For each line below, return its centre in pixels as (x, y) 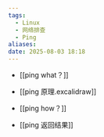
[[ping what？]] (44, 75)
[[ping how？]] (43, 108)
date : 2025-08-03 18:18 (47, 52)
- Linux (28, 23)
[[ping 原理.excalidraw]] (58, 92)
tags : (17, 15)
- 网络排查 (30, 30)
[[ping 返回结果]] (46, 125)
